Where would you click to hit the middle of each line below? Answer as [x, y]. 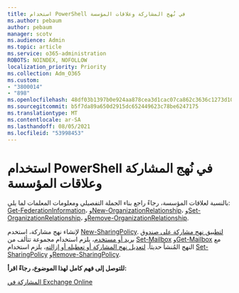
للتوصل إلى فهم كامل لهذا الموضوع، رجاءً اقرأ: [67, 268]
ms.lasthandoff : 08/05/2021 [49, 126]
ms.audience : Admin [36, 41]
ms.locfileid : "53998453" [46, 133]
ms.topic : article [34, 47]
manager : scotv [30, 34]
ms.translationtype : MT [43, 113]
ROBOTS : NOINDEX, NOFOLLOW [47, 60]
